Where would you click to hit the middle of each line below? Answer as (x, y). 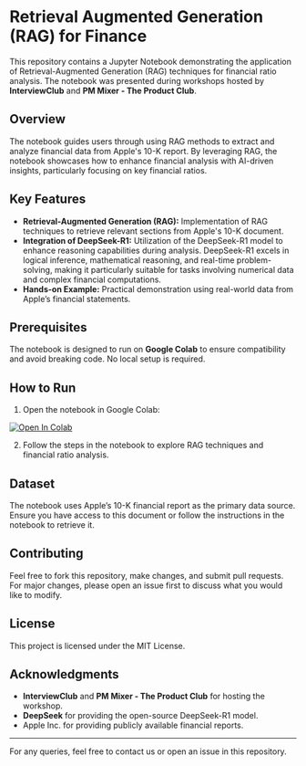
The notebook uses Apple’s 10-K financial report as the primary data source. (153, 505)
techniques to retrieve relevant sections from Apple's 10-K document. (153, 231)
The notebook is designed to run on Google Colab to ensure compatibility (148, 350)
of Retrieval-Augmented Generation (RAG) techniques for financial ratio (143, 71)
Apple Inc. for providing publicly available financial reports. (133, 725)
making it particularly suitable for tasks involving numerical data (174, 269)
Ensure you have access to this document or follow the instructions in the (147, 515)
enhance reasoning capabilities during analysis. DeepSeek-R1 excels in (156, 250)
